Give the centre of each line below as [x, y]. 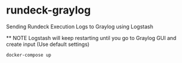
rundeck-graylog [48, 10]
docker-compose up [29, 55]
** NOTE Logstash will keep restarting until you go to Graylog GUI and [91, 38]
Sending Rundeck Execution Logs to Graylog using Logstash [80, 26]
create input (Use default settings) [48, 44]
